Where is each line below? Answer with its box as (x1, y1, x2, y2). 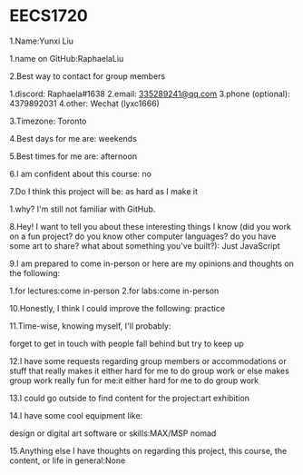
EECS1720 (9, 5, 88, 26)
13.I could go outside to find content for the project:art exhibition (9, 392, 250, 403)
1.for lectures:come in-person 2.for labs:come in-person (9, 285, 220, 296)
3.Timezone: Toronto (9, 115, 87, 126)
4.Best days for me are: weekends (9, 133, 138, 143)
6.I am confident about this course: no (9, 168, 152, 179)
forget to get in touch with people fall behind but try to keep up (9, 338, 245, 349)
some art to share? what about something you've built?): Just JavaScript (9, 240, 280, 251)
